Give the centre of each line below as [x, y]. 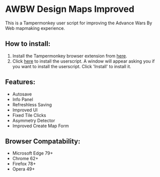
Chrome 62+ [25, 159]
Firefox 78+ [24, 164]
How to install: [28, 44]
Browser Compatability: [43, 141]
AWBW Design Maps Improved [70, 9]
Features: [20, 82]
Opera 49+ [24, 169]
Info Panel [23, 99]
